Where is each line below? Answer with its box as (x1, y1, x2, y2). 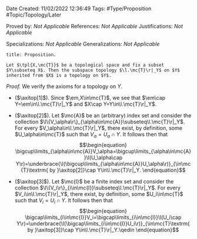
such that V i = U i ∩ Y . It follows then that (14, 197, 113, 205)
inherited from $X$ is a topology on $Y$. (6, 73, 112, 78)
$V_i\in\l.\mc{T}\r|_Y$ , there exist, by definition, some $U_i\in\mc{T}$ (14, 190, 183, 197)
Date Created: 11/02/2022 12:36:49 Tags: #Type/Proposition (6, 5, 152, 12)
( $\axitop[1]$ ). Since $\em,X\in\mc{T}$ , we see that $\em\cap (14, 94, 166, 101)
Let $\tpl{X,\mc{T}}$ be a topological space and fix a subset (6, 62, 165, 68)
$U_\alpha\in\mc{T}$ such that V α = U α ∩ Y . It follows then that (14, 131, 168, 139)
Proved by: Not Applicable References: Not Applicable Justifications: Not (6, 23, 183, 30)
